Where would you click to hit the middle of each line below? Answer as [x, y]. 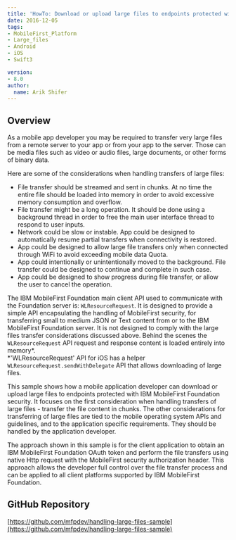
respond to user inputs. [51, 225]
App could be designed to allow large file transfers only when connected [123, 247]
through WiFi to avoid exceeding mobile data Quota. [93, 255]
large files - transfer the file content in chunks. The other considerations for [117, 409]
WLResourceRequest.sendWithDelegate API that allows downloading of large [114, 365]
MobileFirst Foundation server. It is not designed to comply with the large [113, 328]
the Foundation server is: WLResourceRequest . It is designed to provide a [110, 306]
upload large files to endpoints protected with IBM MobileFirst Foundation [113, 394]
